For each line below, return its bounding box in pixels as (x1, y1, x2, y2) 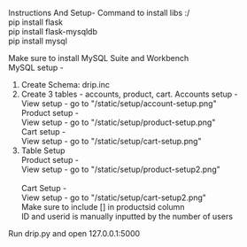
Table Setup (20, 145, 66, 156)
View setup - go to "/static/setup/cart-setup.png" (20, 136, 202, 146)
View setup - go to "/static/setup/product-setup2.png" (20, 164, 220, 174)
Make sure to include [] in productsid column (20, 202, 185, 212)
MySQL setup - (8, 62, 64, 73)
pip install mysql (8, 35, 68, 46)
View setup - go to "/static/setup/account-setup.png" (20, 98, 218, 109)
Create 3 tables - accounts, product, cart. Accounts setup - (20, 89, 238, 99)
